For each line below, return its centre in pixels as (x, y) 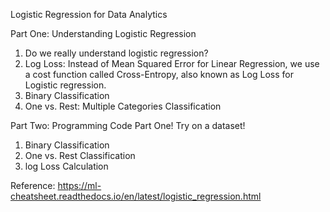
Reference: (33, 185)
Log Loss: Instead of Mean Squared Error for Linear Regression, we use (172, 63)
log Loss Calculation (66, 166)
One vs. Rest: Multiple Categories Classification (123, 106)
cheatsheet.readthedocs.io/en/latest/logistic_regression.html (136, 196)
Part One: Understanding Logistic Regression (103, 33)
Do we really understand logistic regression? (116, 53)
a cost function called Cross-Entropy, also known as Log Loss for (159, 74)
